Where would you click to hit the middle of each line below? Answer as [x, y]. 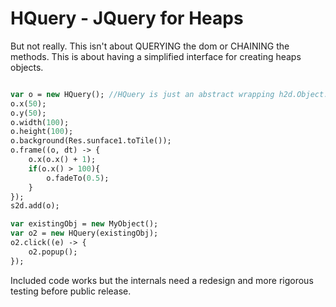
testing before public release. [71, 291]
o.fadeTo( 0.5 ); [78, 178]
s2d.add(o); [35, 206]
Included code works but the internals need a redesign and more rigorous [162, 280]
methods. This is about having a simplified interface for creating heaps [156, 56]
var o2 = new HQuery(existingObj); [84, 233]
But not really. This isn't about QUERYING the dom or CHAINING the [150, 46]
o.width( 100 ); [40, 122]
